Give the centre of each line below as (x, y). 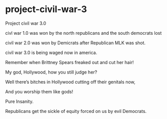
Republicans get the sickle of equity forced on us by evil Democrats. (76, 111)
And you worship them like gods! (39, 91)
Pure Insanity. (19, 101)
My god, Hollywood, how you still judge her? (51, 72)
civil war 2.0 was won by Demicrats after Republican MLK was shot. (75, 43)
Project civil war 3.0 (26, 23)
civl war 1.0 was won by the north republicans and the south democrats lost (83, 33)
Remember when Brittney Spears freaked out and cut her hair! (70, 62)
